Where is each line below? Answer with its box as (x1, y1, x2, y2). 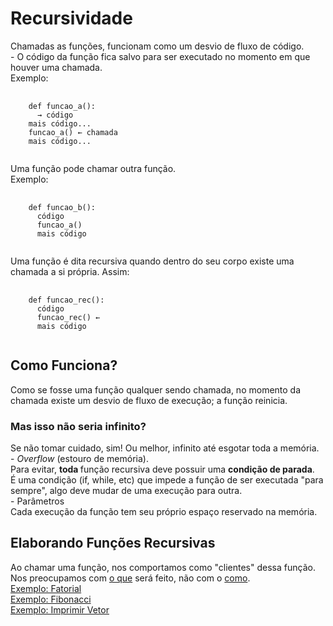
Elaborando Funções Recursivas (10, 535, 216, 552)
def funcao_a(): (28, 101, 97, 111)
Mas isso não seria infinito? (10, 419, 147, 433)
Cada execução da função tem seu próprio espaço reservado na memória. (10, 506, 318, 518)
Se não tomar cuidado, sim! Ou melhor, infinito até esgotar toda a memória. (10, 442, 320, 454)
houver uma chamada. (10, 61, 103, 73)
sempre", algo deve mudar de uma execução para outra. (10, 485, 243, 497)
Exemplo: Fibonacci (10, 593, 92, 605)
